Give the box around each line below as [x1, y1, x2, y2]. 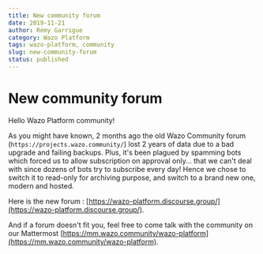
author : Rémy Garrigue [8, 26, 83, 34]
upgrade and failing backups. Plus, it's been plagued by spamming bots [8, 148, 242, 157]
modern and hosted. [8, 181, 75, 190]
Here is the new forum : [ [8, 196, 89, 206]
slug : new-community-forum [8, 48, 97, 56]
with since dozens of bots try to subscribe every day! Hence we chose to [8, 164, 246, 174]
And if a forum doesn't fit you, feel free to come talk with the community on [8, 220, 254, 230]
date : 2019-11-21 [8, 19, 66, 27]
